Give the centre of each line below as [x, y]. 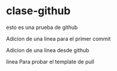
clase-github [38, 11]
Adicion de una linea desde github [48, 50]
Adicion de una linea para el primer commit [58, 38]
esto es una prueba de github [42, 27]
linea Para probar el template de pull [50, 62]
